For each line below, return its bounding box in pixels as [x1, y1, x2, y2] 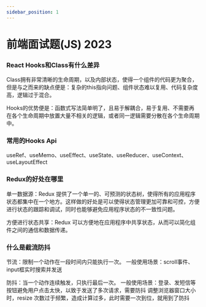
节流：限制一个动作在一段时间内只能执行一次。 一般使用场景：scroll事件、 [6, 258, 194, 265]
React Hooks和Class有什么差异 [6, 61, 100, 69]
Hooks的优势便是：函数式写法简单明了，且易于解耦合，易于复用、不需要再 [6, 104, 195, 112]
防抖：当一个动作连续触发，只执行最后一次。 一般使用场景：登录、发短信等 [6, 279, 196, 286]
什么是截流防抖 [6, 243, 51, 252]
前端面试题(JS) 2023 [6, 37, 112, 51]
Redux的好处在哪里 [6, 175, 64, 184]
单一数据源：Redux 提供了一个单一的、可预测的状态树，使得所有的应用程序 [6, 190, 196, 197]
